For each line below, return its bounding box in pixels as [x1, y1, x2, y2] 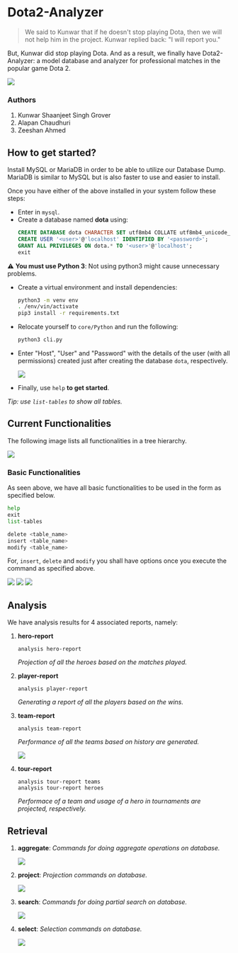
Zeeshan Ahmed [17, 126, 66, 135]
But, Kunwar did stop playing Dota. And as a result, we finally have [7, 49, 201, 57]
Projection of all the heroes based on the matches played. [17, 658, 188, 666]
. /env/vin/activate [17, 303, 79, 310]
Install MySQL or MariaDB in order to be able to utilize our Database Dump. [7, 166, 226, 174]
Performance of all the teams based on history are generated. [17, 738, 200, 746]
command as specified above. [7, 564, 96, 573]
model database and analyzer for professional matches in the [41, 56, 221, 64]
